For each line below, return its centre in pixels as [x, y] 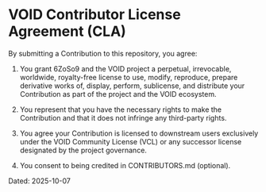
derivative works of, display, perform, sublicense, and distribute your [132, 86]
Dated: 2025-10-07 [40, 181]
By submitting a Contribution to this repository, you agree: [103, 53]
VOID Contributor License [94, 15]
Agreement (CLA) [67, 31]
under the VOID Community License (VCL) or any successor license [131, 141]
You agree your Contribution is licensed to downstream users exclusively [139, 133]
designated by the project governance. [83, 150]
